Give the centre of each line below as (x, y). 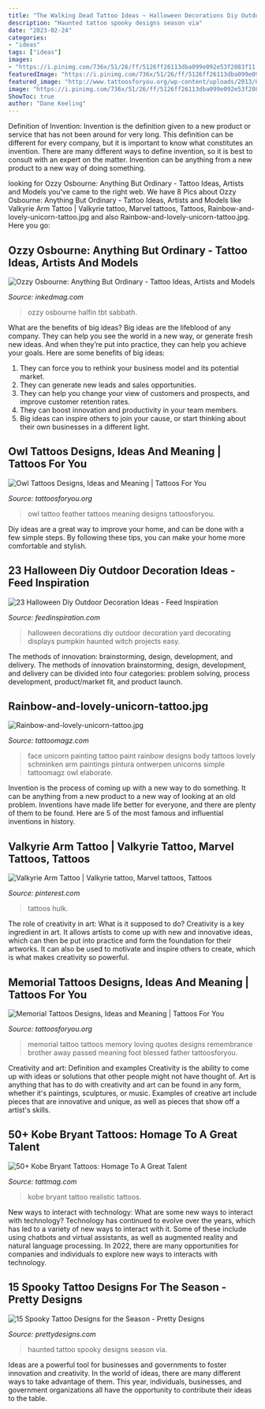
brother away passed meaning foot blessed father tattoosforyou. (132, 1053)
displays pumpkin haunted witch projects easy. (104, 641)
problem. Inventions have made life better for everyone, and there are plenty (132, 805)
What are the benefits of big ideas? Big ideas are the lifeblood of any (119, 327)
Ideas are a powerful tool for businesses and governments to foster (118, 1365)
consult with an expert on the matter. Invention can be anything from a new (130, 160)
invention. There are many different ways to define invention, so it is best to (131, 152)
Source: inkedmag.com (46, 296)
